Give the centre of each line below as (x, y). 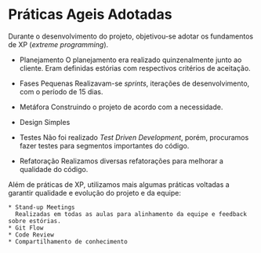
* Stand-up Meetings (42, 207)
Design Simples (45, 122)
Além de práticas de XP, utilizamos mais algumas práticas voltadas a (119, 184)
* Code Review (31, 235)
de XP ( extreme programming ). (58, 44)
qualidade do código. (54, 169)
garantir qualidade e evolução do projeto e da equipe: (95, 192)
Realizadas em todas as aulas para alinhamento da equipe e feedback (131, 214)
